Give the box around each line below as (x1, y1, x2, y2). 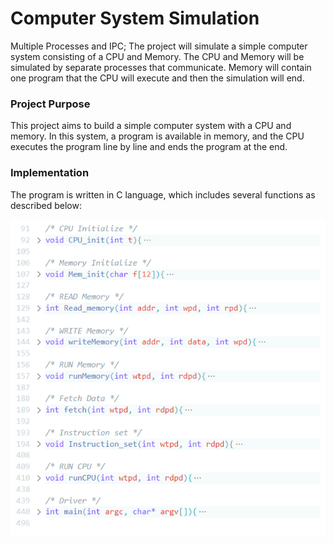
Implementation (10, 166, 90, 180)
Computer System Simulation (10, 7, 260, 30)
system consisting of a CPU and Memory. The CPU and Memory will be (10, 50, 305, 62)
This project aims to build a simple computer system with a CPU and (10, 120, 292, 132)
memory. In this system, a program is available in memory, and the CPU (10, 130, 305, 142)
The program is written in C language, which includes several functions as (10, 188, 316, 201)
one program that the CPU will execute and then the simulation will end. (10, 72, 305, 84)
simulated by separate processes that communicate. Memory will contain (10, 61, 312, 73)
